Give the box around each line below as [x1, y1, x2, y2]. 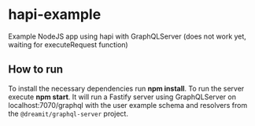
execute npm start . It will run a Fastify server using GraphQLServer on [8, 92, 236, 102]
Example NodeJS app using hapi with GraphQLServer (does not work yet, [8, 31, 246, 41]
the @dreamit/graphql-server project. [8, 109, 128, 118]
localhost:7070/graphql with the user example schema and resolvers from [8, 100, 248, 109]
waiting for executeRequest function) [8, 39, 128, 49]
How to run [8, 63, 64, 76]
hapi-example [8, 6, 102, 24]
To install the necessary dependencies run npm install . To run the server [8, 83, 245, 93]
